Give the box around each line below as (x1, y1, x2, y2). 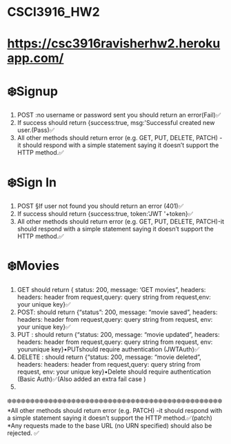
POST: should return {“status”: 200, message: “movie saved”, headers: (17, 308, 218, 316)
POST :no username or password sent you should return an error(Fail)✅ (17, 111, 221, 119)
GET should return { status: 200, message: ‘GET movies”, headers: (17, 286, 206, 294)
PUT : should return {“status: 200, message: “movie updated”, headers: (17, 331, 220, 339)
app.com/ (7, 50, 64, 66)
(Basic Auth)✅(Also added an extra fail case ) (17, 375, 146, 383)
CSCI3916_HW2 (7, 4, 100, 20)
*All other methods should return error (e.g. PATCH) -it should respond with (7, 407, 223, 415)
